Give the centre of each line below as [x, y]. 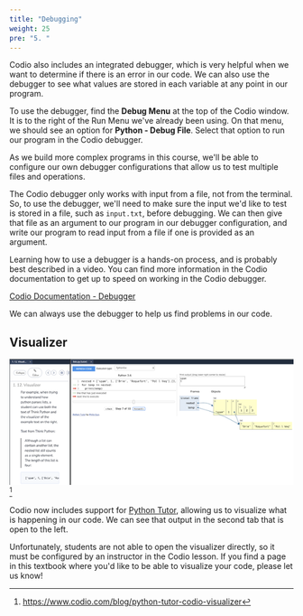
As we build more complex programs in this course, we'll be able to [134, 157]
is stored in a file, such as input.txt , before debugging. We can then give [146, 213]
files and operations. [47, 177]
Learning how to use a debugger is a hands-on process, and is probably [143, 260]
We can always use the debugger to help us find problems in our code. [141, 314]
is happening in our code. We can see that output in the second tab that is [147, 520]
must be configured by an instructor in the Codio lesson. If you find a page [148, 556]
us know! [26, 576]
